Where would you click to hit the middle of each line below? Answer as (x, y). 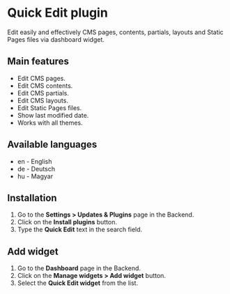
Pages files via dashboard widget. (56, 39)
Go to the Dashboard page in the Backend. (79, 268)
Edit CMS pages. (41, 78)
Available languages (52, 145)
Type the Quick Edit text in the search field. (80, 230)
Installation (32, 198)
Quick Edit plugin (58, 13)
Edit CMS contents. (45, 86)
